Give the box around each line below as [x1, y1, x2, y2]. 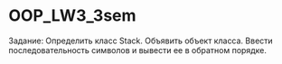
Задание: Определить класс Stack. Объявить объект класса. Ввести [8, 35, 273, 46]
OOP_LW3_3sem [8, 5, 136, 26]
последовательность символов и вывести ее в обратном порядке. [8, 44, 268, 55]
